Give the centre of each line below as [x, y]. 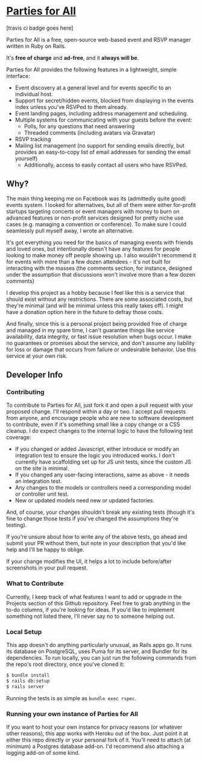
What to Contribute [35, 583]
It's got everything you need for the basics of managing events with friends [100, 242]
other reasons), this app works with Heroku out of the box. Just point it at [97, 733]
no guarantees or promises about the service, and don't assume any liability [100, 343]
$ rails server [25, 686]
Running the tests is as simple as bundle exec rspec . [71, 698]
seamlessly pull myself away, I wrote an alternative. [70, 231]
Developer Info [35, 375]
